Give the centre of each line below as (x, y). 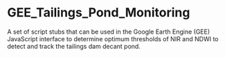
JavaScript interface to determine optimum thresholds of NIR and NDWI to (113, 38)
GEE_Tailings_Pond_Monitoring (99, 13)
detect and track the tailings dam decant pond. (74, 46)
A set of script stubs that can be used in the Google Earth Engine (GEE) (109, 32)
